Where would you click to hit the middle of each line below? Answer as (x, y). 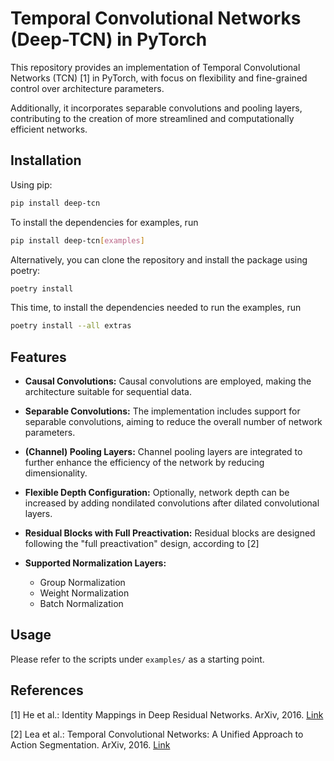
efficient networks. (49, 129)
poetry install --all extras (71, 326)
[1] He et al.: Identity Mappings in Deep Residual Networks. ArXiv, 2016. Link (167, 714)
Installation (46, 160)
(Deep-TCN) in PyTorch (109, 39)
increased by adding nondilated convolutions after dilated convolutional (172, 503)
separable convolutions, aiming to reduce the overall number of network (173, 422)
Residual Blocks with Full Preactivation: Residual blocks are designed (170, 533)
